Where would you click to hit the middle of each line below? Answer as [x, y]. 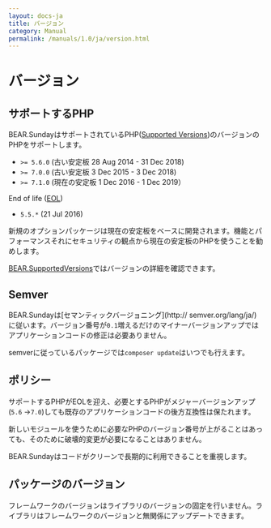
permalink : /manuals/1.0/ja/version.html [79, 39]
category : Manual [38, 31]
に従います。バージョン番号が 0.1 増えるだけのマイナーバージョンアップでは [133, 325]
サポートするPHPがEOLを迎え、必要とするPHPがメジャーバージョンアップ [132, 401]
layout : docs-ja [36, 16]
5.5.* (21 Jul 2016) [51, 214]
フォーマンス [30, 241]
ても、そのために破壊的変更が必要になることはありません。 [107, 439]
